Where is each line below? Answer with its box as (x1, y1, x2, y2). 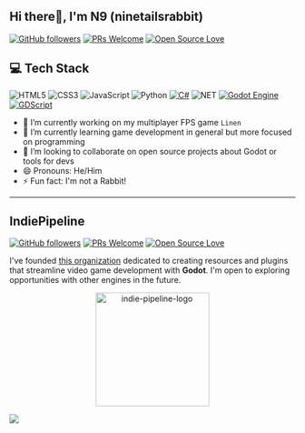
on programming (22, 136, 85, 146)
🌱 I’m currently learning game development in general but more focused (22, 126, 292, 137)
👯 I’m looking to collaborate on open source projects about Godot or (22, 146, 277, 156)
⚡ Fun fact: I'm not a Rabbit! (22, 175, 127, 186)
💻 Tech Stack (9, 61, 90, 76)
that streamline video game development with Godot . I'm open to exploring (9, 265, 290, 276)
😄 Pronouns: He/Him (22, 165, 103, 176)
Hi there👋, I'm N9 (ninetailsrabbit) (9, 9, 204, 25)
